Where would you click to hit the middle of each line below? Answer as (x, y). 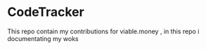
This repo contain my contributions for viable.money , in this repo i (103, 31)
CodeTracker (46, 12)
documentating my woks (43, 38)
